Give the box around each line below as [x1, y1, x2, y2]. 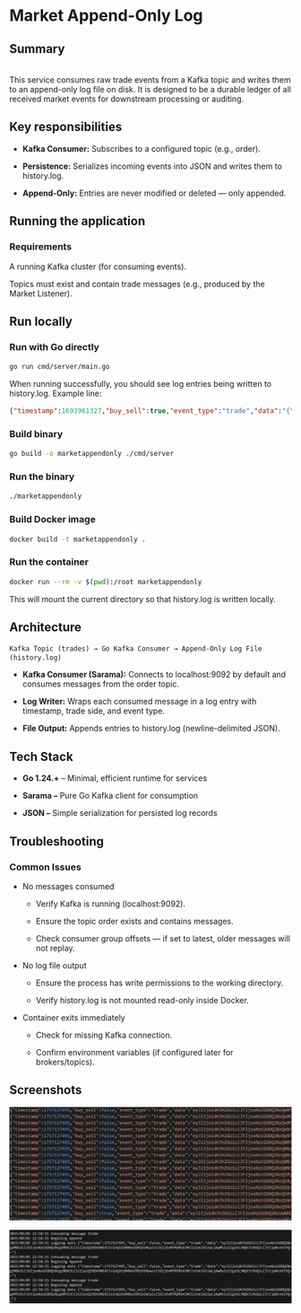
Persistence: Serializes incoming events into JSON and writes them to [21, 161, 282, 171]
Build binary [9, 427, 64, 440]
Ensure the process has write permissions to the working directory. [35, 977, 284, 988]
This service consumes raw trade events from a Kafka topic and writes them [9, 74, 291, 85]
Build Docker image [9, 513, 96, 526]
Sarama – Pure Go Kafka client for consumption [21, 791, 199, 801]
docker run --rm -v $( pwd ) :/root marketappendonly [9, 577, 202, 586]
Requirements [9, 241, 73, 253]
